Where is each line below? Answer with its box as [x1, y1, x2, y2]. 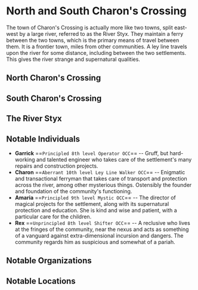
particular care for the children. [14, 213, 92, 220]
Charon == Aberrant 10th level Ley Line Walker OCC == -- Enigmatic [14, 168, 185, 175]
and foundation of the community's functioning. [14, 187, 132, 195]
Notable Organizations [6, 255, 92, 266]
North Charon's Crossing [6, 73, 101, 83]
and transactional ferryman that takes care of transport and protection [14, 175, 188, 182]
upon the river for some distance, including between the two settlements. [6, 49, 187, 56]
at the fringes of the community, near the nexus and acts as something [14, 226, 189, 233]
